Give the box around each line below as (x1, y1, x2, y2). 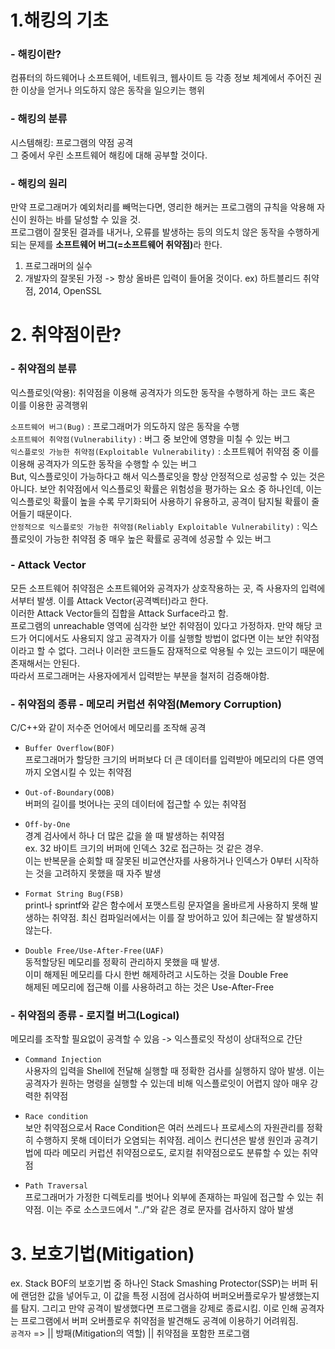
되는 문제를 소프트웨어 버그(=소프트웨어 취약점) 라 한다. (10, 239, 223, 251)
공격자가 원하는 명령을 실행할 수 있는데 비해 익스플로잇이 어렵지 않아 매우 (24, 1077, 308, 1090)
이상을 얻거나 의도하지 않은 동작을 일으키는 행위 (20, 84, 205, 96)
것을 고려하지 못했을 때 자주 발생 (35, 867, 162, 880)
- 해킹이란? (10, 47, 62, 61)
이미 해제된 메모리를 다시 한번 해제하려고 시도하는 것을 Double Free (24, 969, 289, 981)
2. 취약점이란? (10, 324, 122, 346)
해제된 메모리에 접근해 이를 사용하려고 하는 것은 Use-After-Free (24, 981, 275, 993)
